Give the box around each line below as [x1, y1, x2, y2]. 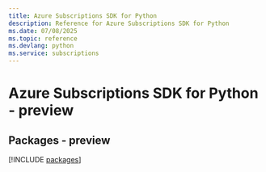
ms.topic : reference [8, 34, 78, 43]
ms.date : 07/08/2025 [8, 27, 78, 35]
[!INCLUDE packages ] [8, 155, 82, 164]
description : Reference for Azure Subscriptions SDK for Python [8, 19, 230, 27]
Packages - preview [8, 133, 111, 147]
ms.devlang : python [8, 42, 74, 50]
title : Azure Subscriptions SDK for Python [8, 11, 158, 20]
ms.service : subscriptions [8, 49, 99, 57]
